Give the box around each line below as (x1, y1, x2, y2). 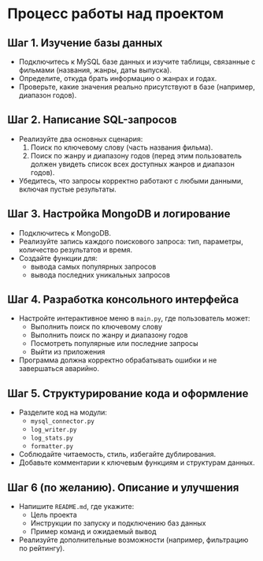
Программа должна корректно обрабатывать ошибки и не (18, 355, 217, 365)
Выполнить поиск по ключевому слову (30, 322, 163, 332)
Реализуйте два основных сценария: (18, 134, 143, 143)
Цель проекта (30, 510, 77, 520)
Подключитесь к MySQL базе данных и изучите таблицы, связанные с (18, 57, 256, 66)
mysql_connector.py (30, 418, 95, 425)
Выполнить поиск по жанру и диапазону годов (30, 330, 188, 340)
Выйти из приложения (30, 347, 106, 357)
